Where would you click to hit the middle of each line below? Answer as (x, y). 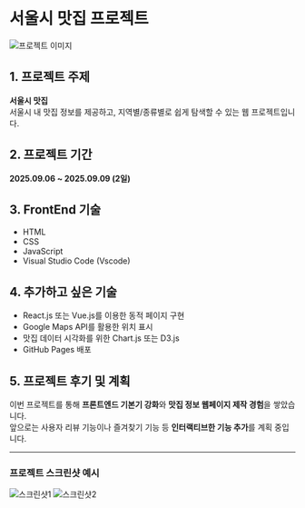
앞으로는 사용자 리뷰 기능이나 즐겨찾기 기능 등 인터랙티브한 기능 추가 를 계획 (141, 427)
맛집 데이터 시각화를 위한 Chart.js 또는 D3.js (101, 338)
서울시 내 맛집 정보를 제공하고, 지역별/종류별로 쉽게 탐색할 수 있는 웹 (129, 112)
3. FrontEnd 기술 (55, 209)
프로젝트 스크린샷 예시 (54, 473)
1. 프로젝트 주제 (50, 77)
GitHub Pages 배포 (57, 350)
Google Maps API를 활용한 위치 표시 (88, 327)
